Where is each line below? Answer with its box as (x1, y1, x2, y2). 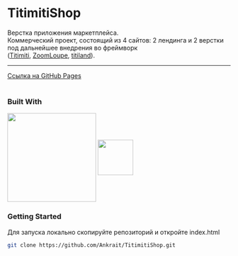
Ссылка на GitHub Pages (7, 71, 81, 79)
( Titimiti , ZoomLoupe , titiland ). (7, 51, 96, 60)
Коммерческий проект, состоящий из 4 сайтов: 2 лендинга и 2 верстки (7, 35, 225, 44)
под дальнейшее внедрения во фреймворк (7, 43, 138, 52)
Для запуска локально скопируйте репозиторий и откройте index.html (7, 228, 220, 236)
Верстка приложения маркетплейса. (7, 28, 119, 37)
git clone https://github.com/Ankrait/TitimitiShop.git (7, 241, 176, 249)
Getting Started (7, 211, 62, 221)
